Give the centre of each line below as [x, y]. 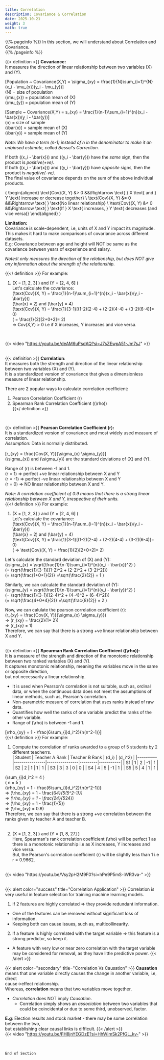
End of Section [21, 1054]
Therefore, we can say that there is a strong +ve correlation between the [78, 814]
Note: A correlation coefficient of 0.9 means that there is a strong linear [78, 494]
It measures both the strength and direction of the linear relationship [74, 364]
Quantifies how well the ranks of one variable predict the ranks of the [82, 713]
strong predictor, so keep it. [40, 939]
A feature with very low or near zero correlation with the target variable [84, 948]
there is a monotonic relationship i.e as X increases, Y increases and [81, 844]
